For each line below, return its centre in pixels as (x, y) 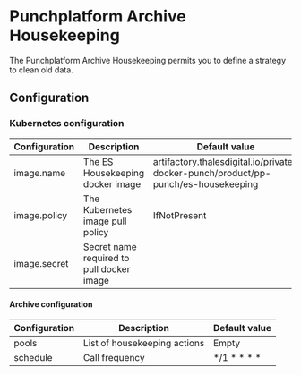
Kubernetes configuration (67, 124)
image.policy (41, 215)
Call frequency (114, 357)
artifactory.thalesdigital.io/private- (226, 161)
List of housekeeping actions (144, 343)
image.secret (41, 263)
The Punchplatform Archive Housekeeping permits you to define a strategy (148, 60)
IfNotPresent (180, 215)
